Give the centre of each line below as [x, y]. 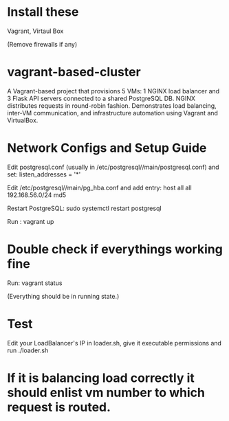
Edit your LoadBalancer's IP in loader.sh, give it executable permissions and [115, 343]
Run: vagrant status [35, 283]
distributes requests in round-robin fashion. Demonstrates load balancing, [112, 105]
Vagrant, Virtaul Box [35, 31]
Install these [43, 12]
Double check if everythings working [115, 249]
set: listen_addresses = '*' [44, 174]
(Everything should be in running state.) [63, 296]
